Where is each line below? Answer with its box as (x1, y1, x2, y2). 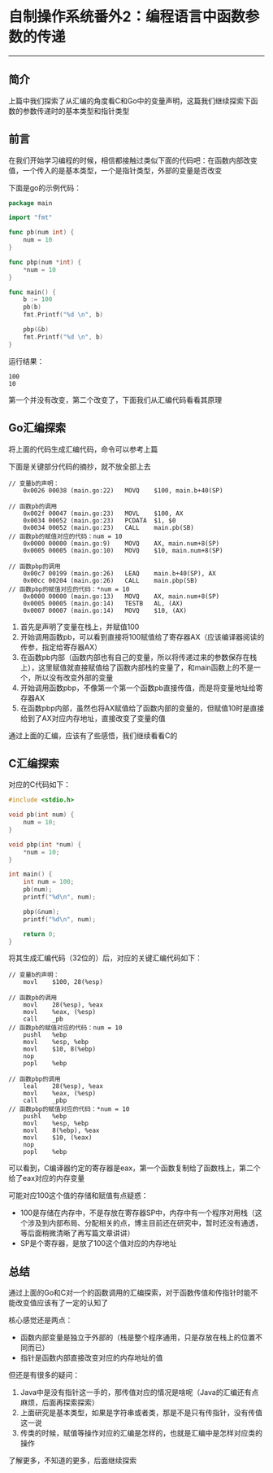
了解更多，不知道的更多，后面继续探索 (8, 1456, 136, 1466)
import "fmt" (8, 213, 53, 222)
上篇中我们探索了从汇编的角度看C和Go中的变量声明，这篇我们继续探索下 (8, 95, 252, 106)
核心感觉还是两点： (8, 1315, 73, 1325)
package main (8, 199, 53, 208)
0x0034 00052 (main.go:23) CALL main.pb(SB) (23, 523, 195, 531)
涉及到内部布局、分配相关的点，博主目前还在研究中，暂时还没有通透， (27, 1218, 262, 1228)
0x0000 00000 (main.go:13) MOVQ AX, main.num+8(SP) (23, 592, 220, 601)
